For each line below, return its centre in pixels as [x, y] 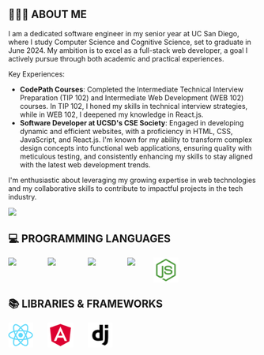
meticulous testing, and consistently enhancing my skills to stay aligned [136, 156]
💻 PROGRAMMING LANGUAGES [90, 239]
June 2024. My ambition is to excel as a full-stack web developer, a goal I [128, 50]
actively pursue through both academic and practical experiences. [116, 58]
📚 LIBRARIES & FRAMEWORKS [86, 304]
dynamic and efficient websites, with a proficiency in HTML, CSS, [126, 131]
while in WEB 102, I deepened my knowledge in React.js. [111, 114]
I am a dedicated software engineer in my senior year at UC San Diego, [124, 33]
